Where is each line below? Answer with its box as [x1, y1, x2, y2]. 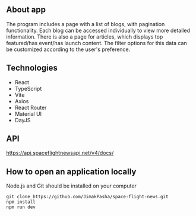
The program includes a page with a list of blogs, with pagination [6, 20, 165, 27]
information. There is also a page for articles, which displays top [6, 33, 163, 40]
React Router [14, 104, 47, 111]
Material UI [14, 110, 42, 117]
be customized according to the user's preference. [6, 46, 131, 53]
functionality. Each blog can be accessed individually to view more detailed [6, 27, 190, 34]
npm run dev [6, 204, 36, 210]
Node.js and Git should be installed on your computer [6, 182, 137, 189]
